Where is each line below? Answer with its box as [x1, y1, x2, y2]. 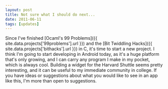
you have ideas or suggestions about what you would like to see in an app [5, 72, 158, 78]
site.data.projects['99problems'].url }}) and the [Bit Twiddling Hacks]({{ [5, 41, 152, 47]
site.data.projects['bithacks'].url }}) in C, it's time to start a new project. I [5, 46, 154, 52]
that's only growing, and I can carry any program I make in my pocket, [5, 56, 150, 63]
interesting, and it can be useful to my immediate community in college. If [5, 67, 157, 73]
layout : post [5, 7, 33, 13]
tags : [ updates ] [5, 21, 39, 27]
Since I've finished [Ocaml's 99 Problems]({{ [5, 35, 98, 41]
